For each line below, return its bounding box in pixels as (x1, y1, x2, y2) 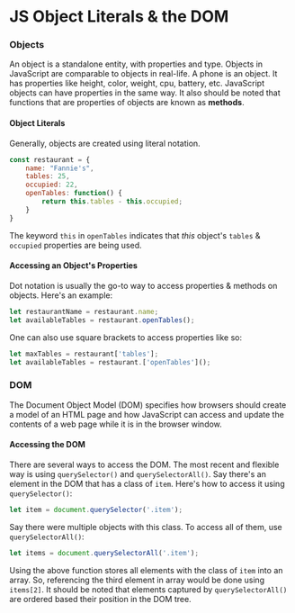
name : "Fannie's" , (25, 164, 94, 173)
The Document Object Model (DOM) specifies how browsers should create (9, 399, 287, 410)
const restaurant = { (9, 155, 91, 164)
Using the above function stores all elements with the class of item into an (9, 564, 283, 575)
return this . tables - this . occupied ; (41, 197, 183, 206)
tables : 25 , (25, 172, 70, 181)
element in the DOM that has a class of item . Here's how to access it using (9, 478, 285, 489)
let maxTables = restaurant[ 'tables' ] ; (9, 349, 159, 358)
